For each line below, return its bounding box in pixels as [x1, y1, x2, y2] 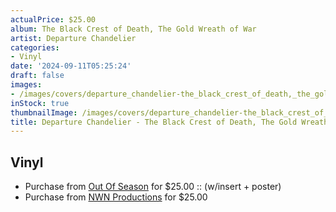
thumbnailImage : [10, 107, 78, 118]
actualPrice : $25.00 [10, 14, 97, 25]
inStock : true [10, 98, 70, 108]
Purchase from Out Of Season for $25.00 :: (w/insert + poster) [24, 181, 282, 193]
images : [10, 80, 43, 90]
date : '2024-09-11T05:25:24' [10, 61, 132, 71]
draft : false [10, 71, 65, 81]
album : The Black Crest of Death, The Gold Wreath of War [10, 24, 257, 34]
